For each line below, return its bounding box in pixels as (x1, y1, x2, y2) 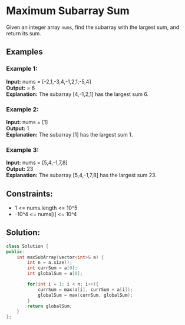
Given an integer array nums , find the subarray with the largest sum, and (6, 24, 180, 31)
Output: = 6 (6, 84, 35, 91)
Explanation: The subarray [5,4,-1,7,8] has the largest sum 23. (6, 172, 157, 179)
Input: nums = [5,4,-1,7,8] (6, 159, 68, 166)
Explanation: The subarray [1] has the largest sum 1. (6, 131, 133, 138)
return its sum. (6, 29, 41, 37)
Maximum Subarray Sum (6, 4, 130, 18)
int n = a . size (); (27, 260, 72, 266)
